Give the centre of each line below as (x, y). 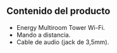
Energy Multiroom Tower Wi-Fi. (61, 27)
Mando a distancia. (43, 35)
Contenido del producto (58, 11)
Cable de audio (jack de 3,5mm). (63, 42)
